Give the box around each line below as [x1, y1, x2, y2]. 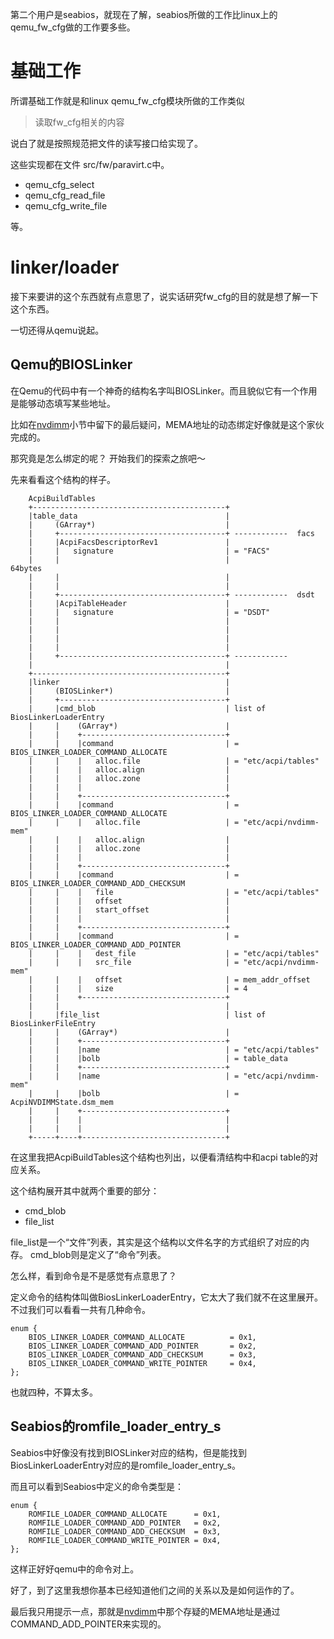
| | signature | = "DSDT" [28, 607, 271, 617]
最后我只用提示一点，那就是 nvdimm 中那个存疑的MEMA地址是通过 [10, 1605, 281, 1617]
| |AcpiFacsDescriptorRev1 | [28, 537, 230, 547]
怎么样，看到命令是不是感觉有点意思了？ [10, 1269, 177, 1282]
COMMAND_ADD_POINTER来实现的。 [10, 1618, 167, 1630]
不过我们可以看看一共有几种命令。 [10, 1303, 151, 1315]
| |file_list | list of [28, 1009, 267, 1020]
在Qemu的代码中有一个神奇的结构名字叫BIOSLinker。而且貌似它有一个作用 [10, 384, 318, 397]
